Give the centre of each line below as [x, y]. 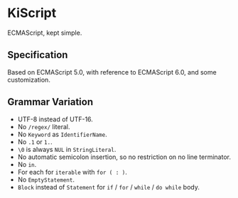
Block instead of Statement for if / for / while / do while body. [109, 187]
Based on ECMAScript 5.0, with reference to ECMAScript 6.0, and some [112, 72]
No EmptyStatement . [46, 180]
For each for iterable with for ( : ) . [72, 172]
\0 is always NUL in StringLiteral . [67, 149]
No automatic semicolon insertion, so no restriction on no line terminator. [124, 157]
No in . [27, 164]
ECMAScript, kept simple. [45, 33]
